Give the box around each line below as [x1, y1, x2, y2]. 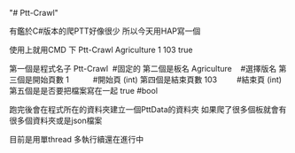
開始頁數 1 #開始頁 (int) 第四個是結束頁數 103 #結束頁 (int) [32, 74, 282, 85]
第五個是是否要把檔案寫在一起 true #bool [9, 86, 158, 96]
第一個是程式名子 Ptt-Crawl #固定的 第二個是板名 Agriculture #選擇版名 [9, 64, 277, 73]
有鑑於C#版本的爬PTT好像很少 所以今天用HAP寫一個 [9, 26, 201, 36]
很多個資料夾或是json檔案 [9, 115, 103, 126]
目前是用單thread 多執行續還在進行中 [9, 134, 144, 144]
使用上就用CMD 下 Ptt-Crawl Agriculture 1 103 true [9, 44, 193, 55]
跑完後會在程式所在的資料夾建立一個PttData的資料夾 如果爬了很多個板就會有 [9, 104, 287, 114]
